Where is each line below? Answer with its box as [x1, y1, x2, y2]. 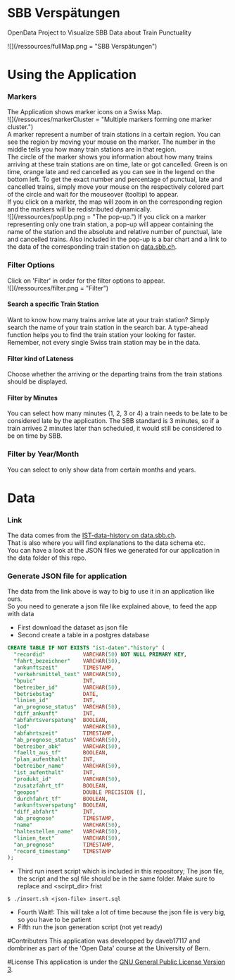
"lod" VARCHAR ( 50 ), [13, 723, 121, 730]
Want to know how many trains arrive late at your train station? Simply [7, 315, 210, 324]
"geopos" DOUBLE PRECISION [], [13, 788, 146, 796]
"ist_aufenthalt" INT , [13, 769, 96, 776]
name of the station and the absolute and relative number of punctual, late [7, 228, 222, 236]
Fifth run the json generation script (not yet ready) [17, 923, 163, 931]
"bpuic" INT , [13, 677, 96, 685]
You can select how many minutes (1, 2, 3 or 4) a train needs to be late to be [7, 409, 228, 417]
